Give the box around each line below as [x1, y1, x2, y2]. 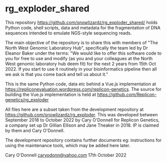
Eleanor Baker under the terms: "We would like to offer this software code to [5, 50, 162, 56]
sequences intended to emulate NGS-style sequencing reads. [5, 30, 132, 36]
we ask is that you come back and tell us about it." [5, 71, 108, 77]
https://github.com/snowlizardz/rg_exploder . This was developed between [5, 111, 158, 117]
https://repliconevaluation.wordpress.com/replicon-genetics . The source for [5, 86, 162, 92]
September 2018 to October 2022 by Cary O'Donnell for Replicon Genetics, [5, 117, 160, 123]
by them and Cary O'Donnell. [5, 127, 65, 133]
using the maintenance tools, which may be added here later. [5, 142, 131, 148]
